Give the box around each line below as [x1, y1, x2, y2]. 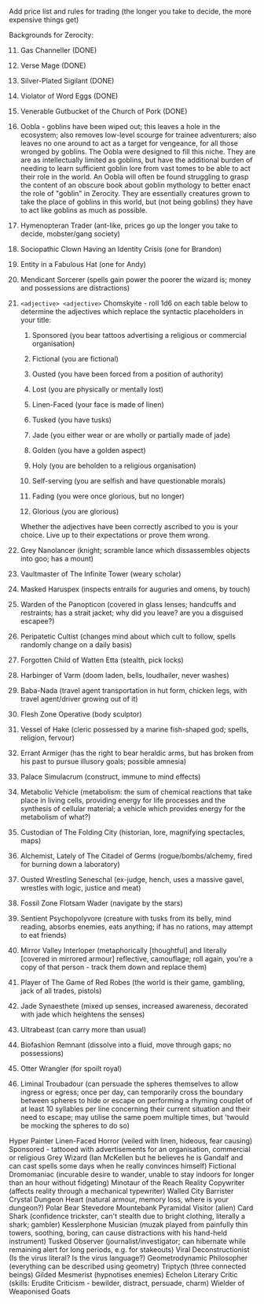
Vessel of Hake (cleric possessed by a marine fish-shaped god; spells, [20, 724, 249, 734]
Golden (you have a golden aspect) [31, 446, 146, 455]
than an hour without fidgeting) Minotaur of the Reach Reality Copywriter [9, 1178, 245, 1187]
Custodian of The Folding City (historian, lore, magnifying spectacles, [20, 828, 246, 837]
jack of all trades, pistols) [20, 986, 102, 995]
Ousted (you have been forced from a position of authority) [31, 369, 224, 379]
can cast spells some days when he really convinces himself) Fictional [9, 1161, 236, 1170]
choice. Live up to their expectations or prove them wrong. [20, 531, 211, 539]
